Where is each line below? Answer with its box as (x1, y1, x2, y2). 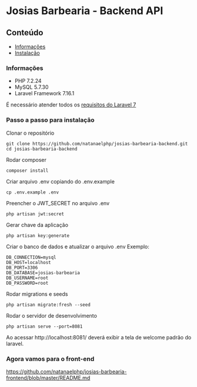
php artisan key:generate (6, 232, 69, 239)
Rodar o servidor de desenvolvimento (6, 312, 97, 319)
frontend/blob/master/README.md (6, 374, 91, 381)
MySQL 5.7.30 (14, 84, 49, 91)
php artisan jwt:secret (6, 211, 65, 217)
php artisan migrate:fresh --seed (6, 302, 91, 308)
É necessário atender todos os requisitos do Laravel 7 (6, 101, 136, 108)
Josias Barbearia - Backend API (6, 4, 163, 18)
